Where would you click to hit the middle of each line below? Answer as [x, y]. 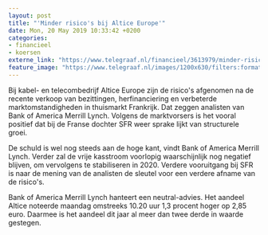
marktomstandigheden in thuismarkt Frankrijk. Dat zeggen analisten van [126, 107]
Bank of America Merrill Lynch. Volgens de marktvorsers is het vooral [122, 116]
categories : [28, 38]
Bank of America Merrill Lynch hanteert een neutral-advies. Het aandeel [126, 197]
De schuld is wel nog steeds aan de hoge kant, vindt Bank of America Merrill [134, 147]
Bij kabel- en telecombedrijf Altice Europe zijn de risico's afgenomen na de [131, 90]
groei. [18, 132]
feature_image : [33, 68]
